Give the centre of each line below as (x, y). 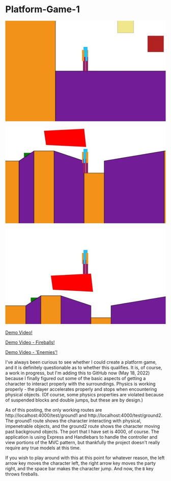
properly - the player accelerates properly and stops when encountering (81, 389)
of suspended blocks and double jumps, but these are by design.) (74, 400)
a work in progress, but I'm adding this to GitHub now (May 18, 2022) (78, 373)
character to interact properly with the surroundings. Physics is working (80, 384)
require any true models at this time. (43, 448)
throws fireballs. (22, 474)
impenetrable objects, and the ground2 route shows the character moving (83, 426)
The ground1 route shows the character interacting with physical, (73, 421)
